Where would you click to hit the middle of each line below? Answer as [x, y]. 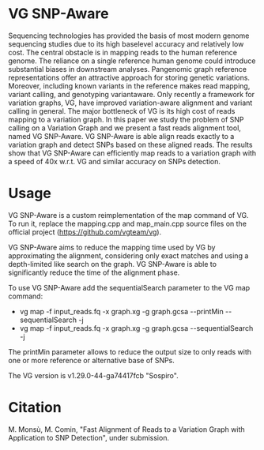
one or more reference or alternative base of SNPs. [92, 360]
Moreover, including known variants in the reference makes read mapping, [129, 86]
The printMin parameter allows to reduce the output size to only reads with [130, 351]
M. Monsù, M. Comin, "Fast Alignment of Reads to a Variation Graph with [126, 429]
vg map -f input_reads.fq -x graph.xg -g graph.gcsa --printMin [121, 311]
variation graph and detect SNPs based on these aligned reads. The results [130, 144]
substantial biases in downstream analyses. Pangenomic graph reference [128, 69]
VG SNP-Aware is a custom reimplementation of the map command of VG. [128, 215]
